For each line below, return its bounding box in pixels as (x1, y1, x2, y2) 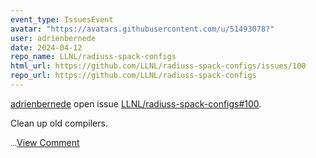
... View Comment (10, 136, 80, 148)
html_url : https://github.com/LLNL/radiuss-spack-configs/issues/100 (10, 61, 307, 71)
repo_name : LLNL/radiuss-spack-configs (10, 52, 177, 62)
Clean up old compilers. (10, 117, 108, 129)
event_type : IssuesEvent (10, 14, 114, 25)
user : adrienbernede (10, 33, 97, 43)
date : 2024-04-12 (10, 42, 83, 53)
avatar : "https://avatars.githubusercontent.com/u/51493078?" (10, 24, 275, 34)
